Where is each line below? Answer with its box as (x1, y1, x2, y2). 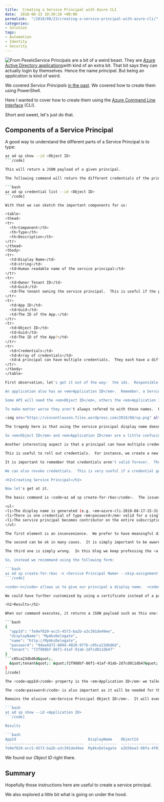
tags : (5, 30, 16, 35)
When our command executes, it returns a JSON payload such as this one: (5, 611, 159, 616)
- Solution (5, 26, 27, 30)
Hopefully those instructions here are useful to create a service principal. (5, 782, 152, 788)
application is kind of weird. (5, 73, 61, 78)
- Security (5, 44, 27, 49)
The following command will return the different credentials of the (5, 176, 150, 181)
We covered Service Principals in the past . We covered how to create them (5, 82, 156, 88)
